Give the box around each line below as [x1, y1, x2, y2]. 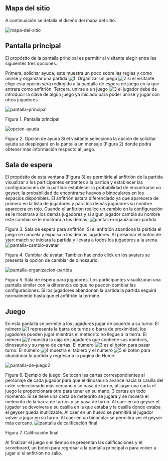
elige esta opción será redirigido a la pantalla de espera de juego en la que [5, 80, 159, 87]
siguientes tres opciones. [5, 60, 58, 66]
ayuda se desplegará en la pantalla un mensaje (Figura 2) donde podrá [5, 140, 151, 147]
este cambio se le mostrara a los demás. [5, 217, 89, 223]
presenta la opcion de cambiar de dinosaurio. [5, 257, 99, 263]
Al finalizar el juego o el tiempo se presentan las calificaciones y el [5, 439, 143, 445]
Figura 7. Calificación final [5, 430, 59, 436]
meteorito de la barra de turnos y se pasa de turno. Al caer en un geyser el [5, 399, 159, 405]
